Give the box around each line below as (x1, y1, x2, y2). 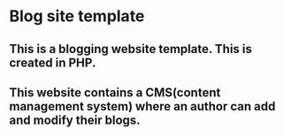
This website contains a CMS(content (9, 85, 221, 100)
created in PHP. (9, 55, 96, 70)
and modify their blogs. (9, 112, 141, 127)
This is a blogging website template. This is (9, 42, 252, 57)
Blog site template (9, 6, 145, 26)
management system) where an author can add (9, 99, 276, 114)
